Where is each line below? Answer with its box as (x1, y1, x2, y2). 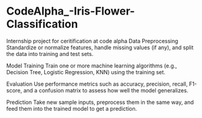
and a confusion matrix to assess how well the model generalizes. (23, 86, 189, 94)
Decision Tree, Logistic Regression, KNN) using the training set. (6, 68, 165, 75)
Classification (6, 17, 78, 31)
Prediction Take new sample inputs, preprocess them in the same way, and (6, 99, 194, 106)
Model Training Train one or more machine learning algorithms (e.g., (6, 62, 178, 69)
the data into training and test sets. (6, 50, 94, 57)
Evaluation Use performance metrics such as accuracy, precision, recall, (6, 80, 188, 88)
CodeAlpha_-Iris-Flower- (6, 4, 135, 18)
